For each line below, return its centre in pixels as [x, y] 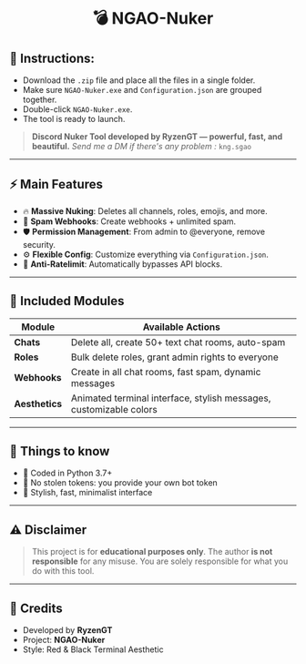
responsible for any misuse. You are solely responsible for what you [160, 561]
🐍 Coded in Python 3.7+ [67, 473]
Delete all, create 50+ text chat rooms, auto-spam [178, 342]
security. [39, 244]
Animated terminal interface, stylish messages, [171, 398]
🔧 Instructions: [52, 58]
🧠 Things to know [60, 451]
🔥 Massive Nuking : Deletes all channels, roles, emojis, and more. [145, 210]
